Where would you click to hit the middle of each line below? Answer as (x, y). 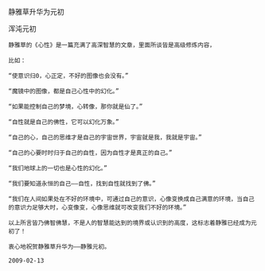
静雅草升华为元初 (36, 12)
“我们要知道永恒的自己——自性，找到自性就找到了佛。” (82, 184)
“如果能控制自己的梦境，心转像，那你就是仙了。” (76, 106)
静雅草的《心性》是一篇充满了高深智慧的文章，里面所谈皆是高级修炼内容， (112, 45)
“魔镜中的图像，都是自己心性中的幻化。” (64, 91)
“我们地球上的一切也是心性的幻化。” (58, 168)
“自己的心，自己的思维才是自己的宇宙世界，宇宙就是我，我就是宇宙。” (105, 137)
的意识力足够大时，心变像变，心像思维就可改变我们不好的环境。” (97, 207)
